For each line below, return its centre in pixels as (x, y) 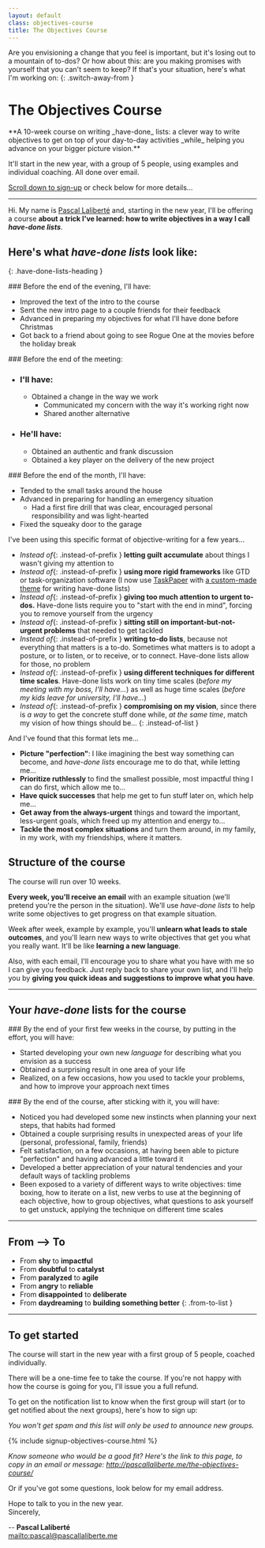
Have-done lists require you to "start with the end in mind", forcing (144, 605)
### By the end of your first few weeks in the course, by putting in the (122, 1029)
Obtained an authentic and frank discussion (102, 451)
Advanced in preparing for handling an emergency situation (116, 498)
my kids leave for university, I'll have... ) (83, 698)
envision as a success (56, 1062)
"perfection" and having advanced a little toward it (101, 1159)
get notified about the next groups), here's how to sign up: (103, 1410)
